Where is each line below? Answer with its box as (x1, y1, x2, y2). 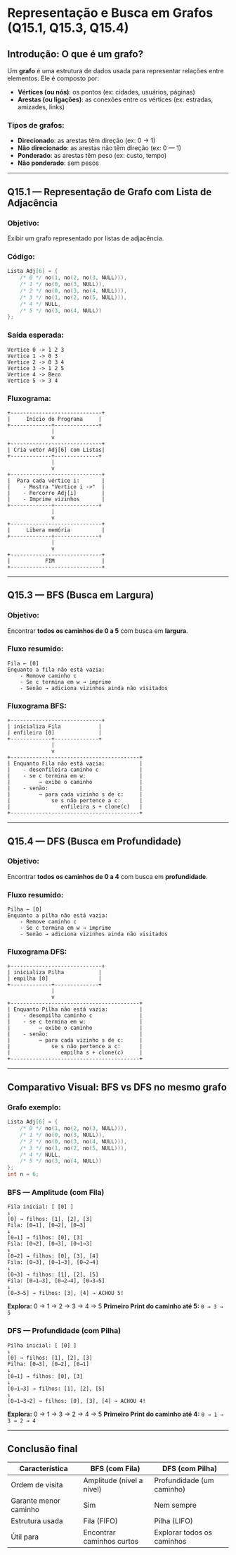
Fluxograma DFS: (7, 947, 67, 957)
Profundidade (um (154, 1475, 214, 1485)
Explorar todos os (154, 1528, 213, 1537)
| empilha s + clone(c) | (7, 1049, 143, 1057)
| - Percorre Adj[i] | (7, 489, 105, 496)
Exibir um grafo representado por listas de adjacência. (7, 234, 164, 242)
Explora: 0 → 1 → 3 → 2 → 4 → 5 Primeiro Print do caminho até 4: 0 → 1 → (7, 1410, 223, 1418)
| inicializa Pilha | (7, 969, 102, 976)
